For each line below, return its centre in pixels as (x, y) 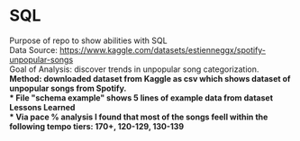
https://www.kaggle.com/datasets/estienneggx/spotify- (163, 49)
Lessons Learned (42, 107)
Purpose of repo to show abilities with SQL (89, 40)
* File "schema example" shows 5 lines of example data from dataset (141, 97)
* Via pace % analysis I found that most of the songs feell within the (139, 117)
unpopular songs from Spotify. (68, 88)
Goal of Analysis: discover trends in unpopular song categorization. (134, 69)
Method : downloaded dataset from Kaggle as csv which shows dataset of (150, 78)
